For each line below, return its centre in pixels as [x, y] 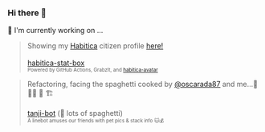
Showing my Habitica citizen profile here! [95, 46]
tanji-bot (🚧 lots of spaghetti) [75, 113]
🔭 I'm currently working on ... [55, 31]
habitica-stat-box [56, 63]
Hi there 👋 [27, 13]
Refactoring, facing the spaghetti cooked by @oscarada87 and [131, 85]
